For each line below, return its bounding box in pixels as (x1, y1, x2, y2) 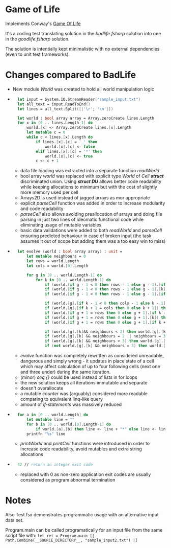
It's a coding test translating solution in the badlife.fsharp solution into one (5, 30, 161, 36)
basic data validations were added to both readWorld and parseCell (20, 227, 162, 234)
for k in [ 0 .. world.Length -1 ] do (35, 277, 111, 282)
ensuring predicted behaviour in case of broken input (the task (20, 233, 152, 239)
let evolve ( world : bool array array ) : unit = (17, 249, 123, 254)
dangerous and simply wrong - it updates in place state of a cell (20, 358, 154, 364)
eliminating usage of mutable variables (20, 222, 102, 228)
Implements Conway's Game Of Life (5, 20, 81, 27)
